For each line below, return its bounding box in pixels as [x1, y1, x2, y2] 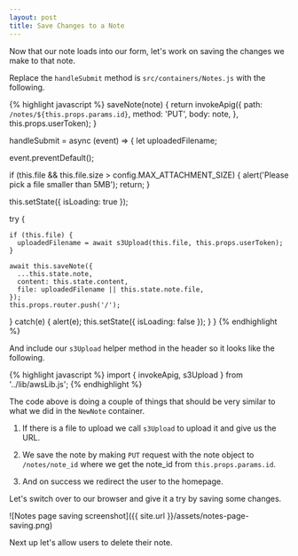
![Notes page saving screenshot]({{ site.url [9, 510, 166, 520]
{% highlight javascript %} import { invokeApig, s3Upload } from [9, 369, 244, 380]
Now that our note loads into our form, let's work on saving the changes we [9, 45, 286, 56]
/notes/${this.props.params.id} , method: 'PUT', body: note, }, [9, 108, 239, 119]
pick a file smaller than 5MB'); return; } [9, 179, 151, 189]
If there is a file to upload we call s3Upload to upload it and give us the [21, 423, 277, 433]
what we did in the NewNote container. [9, 405, 145, 416]
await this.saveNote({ [9, 261, 93, 271]
